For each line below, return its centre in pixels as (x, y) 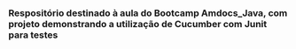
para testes (33, 35)
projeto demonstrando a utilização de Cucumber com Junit (138, 24)
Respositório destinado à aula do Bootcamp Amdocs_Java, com (148, 13)
